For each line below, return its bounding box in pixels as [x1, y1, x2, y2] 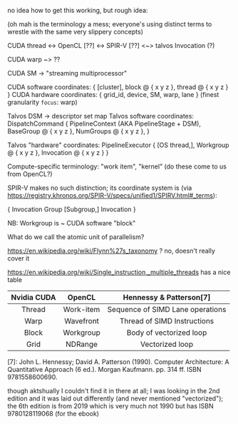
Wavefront [63, 316, 100, 325]
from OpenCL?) [7, 170, 53, 178]
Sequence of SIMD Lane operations [107, 305, 227, 314]
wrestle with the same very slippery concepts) [7, 28, 144, 36]
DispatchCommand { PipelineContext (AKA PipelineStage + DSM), [7, 119, 202, 128]
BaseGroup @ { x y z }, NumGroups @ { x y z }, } [7, 127, 150, 135]
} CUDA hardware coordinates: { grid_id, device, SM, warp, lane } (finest [7, 91, 219, 99]
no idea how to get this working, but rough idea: [7, 6, 148, 14]
